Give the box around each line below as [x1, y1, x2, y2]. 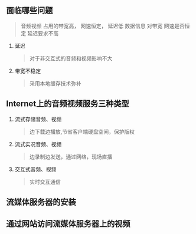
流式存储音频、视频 [14, 116, 62, 123]
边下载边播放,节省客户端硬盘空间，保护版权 [29, 128, 135, 135]
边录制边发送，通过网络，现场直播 [29, 153, 113, 160]
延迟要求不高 [27, 29, 59, 37]
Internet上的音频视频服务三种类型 [6, 99, 129, 109]
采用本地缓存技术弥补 [29, 80, 81, 87]
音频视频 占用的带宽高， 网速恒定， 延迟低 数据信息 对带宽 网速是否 [20, 22, 185, 29]
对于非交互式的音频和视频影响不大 [29, 55, 113, 62]
